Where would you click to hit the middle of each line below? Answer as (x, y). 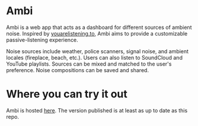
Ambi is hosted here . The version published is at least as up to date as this (97, 110)
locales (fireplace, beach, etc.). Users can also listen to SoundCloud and (94, 57)
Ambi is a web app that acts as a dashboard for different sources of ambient (99, 27)
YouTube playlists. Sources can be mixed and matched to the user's (89, 64)
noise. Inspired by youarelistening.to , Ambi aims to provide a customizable (97, 33)
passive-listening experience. (42, 40)
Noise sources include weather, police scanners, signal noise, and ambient (97, 51)
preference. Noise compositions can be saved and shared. (78, 70)
